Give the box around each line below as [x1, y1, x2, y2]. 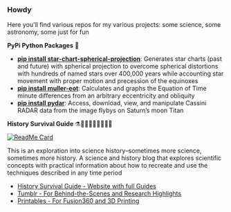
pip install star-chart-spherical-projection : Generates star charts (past [17, 55, 223, 63]
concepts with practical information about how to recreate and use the [7, 161, 208, 170]
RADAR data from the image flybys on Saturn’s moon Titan [17, 106, 184, 115]
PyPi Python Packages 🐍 [7, 42, 80, 50]
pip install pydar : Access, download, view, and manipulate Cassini [17, 99, 207, 107]
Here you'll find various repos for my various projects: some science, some [7, 21, 221, 29]
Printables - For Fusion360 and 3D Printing [17, 197, 140, 205]
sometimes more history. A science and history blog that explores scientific [7, 154, 222, 162]
